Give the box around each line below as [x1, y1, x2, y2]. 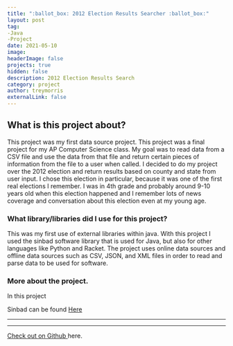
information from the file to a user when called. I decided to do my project [7, 160, 218, 168]
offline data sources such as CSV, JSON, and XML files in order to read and [7, 252, 223, 260]
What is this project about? [7, 119, 126, 131]
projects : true [7, 62, 51, 69]
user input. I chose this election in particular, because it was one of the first [7, 174, 223, 183]
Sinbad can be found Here [7, 305, 83, 313]
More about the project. [7, 276, 89, 286]
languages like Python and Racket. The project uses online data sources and [7, 244, 226, 253]
